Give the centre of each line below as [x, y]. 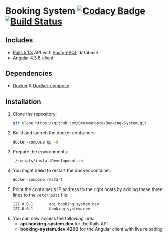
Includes [19, 40]
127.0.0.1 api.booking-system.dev [56, 204]
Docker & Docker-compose [41, 85]
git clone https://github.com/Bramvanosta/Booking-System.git [79, 123]
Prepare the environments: [40, 152]
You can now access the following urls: [53, 218]
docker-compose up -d [35, 142]
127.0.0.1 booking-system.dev [51, 209]
